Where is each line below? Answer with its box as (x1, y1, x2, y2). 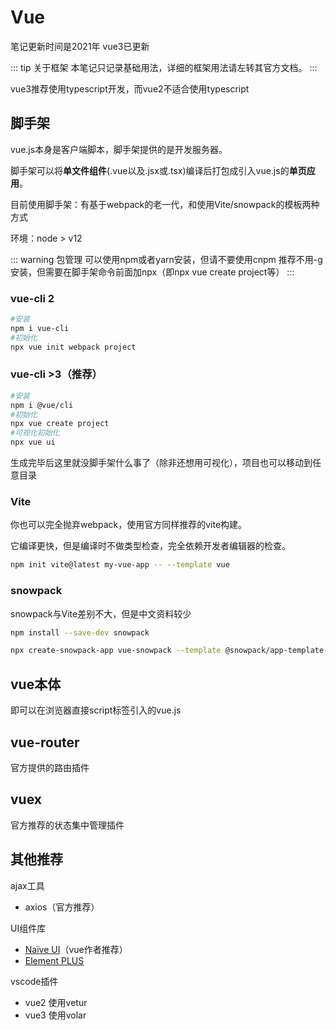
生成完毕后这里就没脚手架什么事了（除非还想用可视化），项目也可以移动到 (10, 457, 313, 469)
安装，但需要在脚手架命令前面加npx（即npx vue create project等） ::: (10, 266, 295, 278)
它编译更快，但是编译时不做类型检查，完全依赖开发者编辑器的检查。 (10, 540, 291, 552)
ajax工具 (10, 879, 45, 891)
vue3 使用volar (24, 1009, 87, 1021)
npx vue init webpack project (10, 342, 137, 352)
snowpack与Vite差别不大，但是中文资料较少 (10, 607, 192, 620)
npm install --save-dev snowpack (10, 627, 150, 638)
